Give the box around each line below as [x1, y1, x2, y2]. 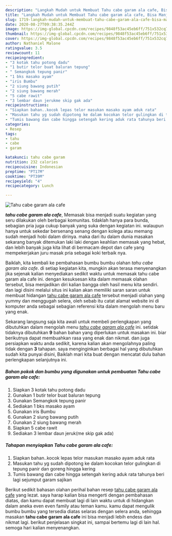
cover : [5, 36, 19, 41]
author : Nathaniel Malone [5, 41, 60, 46]
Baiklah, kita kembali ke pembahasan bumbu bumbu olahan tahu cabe [5, 260, 154, 266]
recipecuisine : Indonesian [5, 164, 63, 169]
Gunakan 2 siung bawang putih [12, 414, 79, 420]
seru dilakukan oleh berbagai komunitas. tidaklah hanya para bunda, [5, 217, 149, 223]
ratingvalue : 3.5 [5, 46, 42, 51]
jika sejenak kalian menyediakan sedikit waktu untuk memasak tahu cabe [5, 271, 160, 277]
